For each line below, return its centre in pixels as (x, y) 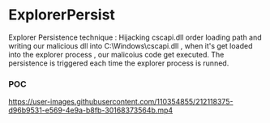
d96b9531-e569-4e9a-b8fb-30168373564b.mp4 (91, 110)
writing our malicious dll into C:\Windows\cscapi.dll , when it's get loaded (131, 45)
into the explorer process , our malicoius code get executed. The (116, 54)
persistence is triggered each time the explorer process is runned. (119, 63)
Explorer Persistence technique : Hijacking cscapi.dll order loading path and (135, 37)
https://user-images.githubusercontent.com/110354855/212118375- (121, 102)
